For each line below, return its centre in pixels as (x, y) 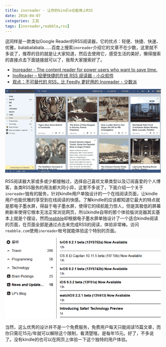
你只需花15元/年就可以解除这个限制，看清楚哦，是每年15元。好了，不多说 (80, 333)
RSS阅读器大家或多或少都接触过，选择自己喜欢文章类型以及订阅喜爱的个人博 (83, 181)
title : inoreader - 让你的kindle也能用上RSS (49, 10)
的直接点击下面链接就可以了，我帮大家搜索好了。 (55, 60)
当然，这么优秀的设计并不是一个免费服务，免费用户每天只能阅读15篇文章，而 (83, 327)
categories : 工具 (22, 21)
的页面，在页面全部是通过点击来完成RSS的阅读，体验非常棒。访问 (72, 224)
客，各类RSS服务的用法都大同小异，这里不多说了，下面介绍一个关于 (74, 187)
